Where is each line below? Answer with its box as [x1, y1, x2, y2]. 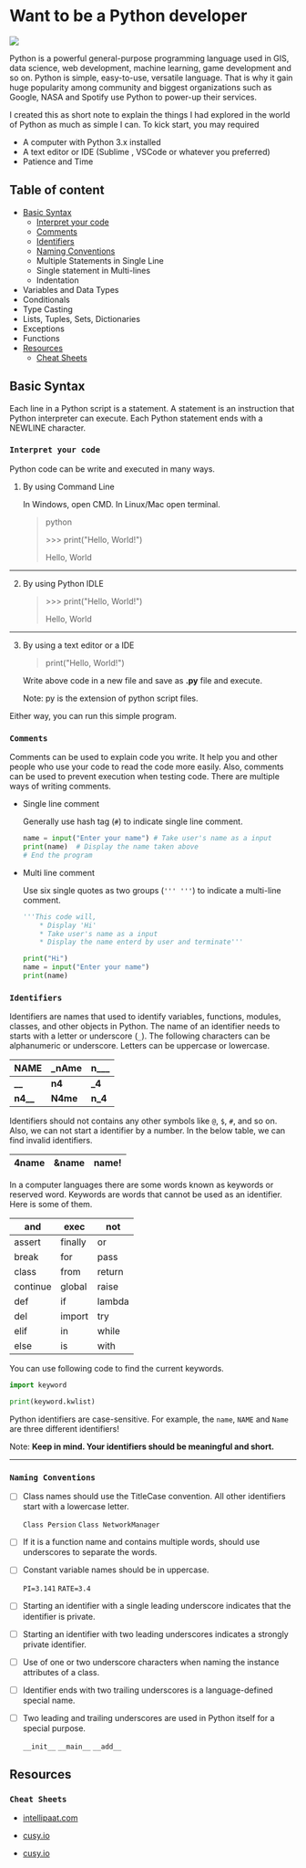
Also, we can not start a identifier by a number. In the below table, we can [9, 1125, 286, 1136]
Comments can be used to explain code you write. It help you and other [9, 752, 278, 763]
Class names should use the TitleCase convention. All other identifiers [22, 1491, 286, 1502]
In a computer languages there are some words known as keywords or [9, 1179, 274, 1191]
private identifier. [22, 1639, 87, 1650]
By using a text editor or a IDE [22, 640, 135, 651]
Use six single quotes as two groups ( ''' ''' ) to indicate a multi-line [22, 884, 281, 895]
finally [60, 1236, 87, 1248]
